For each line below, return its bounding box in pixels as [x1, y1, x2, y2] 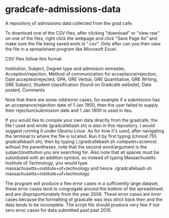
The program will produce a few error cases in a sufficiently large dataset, [5, 180, 159, 186]
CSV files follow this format [5, 55, 62, 61]
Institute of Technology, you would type [5, 160, 88, 166]
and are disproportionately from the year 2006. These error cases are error [5, 191, 161, 197]
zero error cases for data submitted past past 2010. [5, 207, 112, 213]
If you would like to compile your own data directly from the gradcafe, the [5, 117, 158, 123]
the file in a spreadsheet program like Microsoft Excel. [5, 46, 118, 52]
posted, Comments [5, 87, 45, 93]
